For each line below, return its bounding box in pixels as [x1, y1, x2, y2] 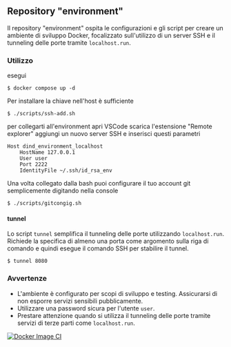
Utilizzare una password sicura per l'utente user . [17, 304, 155, 313]
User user [19, 155, 48, 162]
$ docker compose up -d [7, 85, 76, 92]
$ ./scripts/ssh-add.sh [7, 110, 76, 117]
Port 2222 [19, 161, 48, 168]
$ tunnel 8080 [7, 258, 48, 265]
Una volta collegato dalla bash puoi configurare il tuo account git [7, 179, 191, 188]
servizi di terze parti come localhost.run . [17, 319, 136, 327]
